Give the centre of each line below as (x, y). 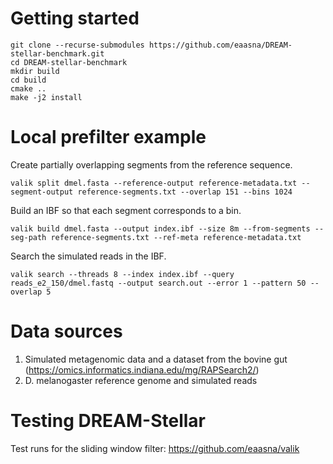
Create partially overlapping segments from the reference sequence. (151, 164)
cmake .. (28, 88)
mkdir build (35, 71)
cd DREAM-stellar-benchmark (69, 62)
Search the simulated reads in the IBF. (88, 256)
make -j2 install (46, 97)
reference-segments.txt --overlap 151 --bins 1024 (185, 192)
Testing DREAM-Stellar (108, 421)
